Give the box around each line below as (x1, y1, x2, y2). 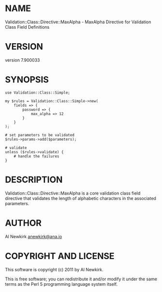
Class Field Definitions (5, 24, 50, 30)
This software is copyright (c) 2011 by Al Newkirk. (5, 266, 104, 272)
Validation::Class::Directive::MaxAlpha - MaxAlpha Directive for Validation (5, 19, 151, 25)
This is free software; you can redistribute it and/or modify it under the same (5, 276, 157, 282)
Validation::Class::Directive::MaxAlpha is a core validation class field (5, 190, 141, 196)
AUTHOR (5, 217, 42, 228)
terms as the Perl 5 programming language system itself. (5, 281, 118, 287)
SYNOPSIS (5, 74, 49, 85)
